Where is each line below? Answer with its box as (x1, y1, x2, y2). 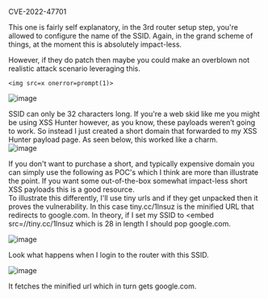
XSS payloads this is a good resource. (8, 185, 135, 194)
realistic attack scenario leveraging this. (8, 64, 141, 73)
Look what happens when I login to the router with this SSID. (8, 250, 209, 260)
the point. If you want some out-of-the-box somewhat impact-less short (8, 176, 248, 185)
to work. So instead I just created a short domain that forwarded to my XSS (8, 127, 258, 135)
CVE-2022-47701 (8, 7, 67, 16)
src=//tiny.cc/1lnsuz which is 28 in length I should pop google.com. (8, 219, 232, 228)
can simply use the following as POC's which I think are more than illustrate (8, 168, 259, 176)
